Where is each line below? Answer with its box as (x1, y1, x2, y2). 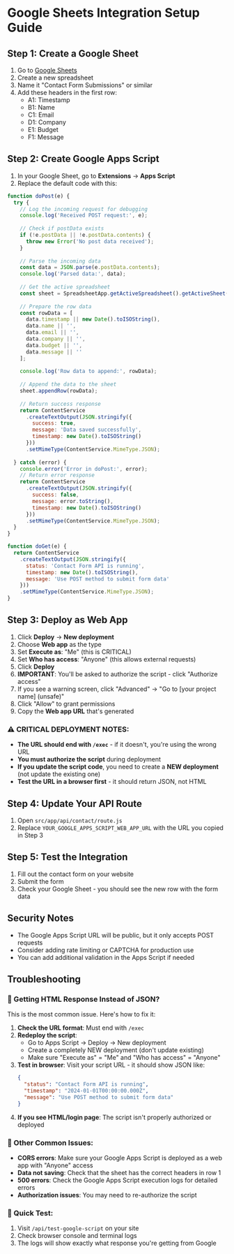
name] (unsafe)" (17, 692, 65, 700)
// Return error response (19, 472, 95, 479)
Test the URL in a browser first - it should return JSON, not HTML (17, 778, 207, 786)
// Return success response (19, 400, 101, 407)
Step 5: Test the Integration (7, 851, 128, 863)
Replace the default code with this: (17, 179, 117, 187)
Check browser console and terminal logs (17, 1232, 137, 1240)
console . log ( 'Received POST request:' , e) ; (19, 212, 148, 219)
